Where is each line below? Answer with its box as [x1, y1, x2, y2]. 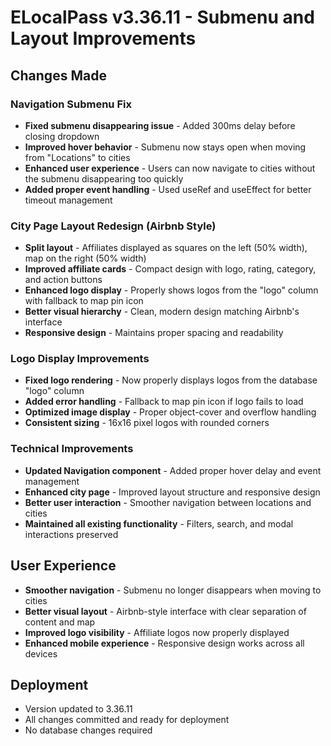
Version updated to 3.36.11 [24, 703, 133, 715]
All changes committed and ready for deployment [24, 714, 230, 726]
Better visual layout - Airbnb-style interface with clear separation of [24, 605, 307, 617]
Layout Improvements [10, 27, 197, 50]
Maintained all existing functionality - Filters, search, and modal [24, 517, 294, 530]
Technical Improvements [10, 442, 134, 456]
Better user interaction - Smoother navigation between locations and [24, 496, 312, 508]
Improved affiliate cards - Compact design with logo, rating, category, [24, 263, 317, 275]
